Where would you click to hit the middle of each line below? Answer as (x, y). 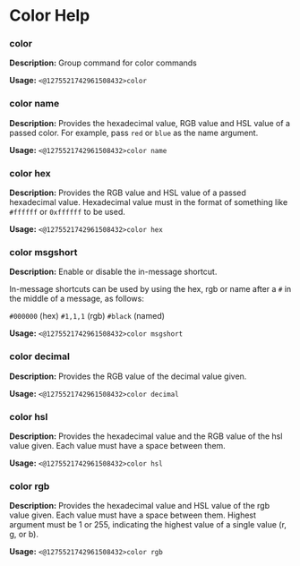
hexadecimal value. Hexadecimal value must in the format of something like (149, 202)
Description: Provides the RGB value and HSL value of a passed (128, 193)
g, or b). (24, 535)
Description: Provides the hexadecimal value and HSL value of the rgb (140, 506)
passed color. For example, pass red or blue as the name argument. (134, 133)
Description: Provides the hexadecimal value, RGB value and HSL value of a (150, 123)
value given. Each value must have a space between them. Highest (133, 515)
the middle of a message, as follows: (77, 299)
